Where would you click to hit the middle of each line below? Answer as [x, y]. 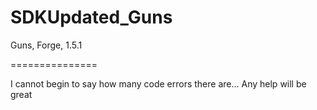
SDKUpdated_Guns [91, 17]
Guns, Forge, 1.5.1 [46, 45]
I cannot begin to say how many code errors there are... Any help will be [158, 83]
